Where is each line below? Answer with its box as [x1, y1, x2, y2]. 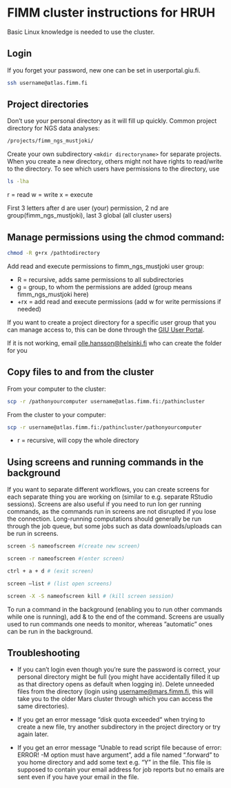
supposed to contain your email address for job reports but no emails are [17, 765, 225, 774]
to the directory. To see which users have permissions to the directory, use [7, 164, 220, 173]
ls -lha [7, 178, 30, 185]
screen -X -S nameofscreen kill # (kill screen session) [7, 593, 174, 599]
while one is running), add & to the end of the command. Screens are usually [7, 613, 225, 621]
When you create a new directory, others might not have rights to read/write [7, 157, 223, 166]
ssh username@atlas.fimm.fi [7, 79, 88, 86]
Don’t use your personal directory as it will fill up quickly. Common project [7, 117, 217, 125]
